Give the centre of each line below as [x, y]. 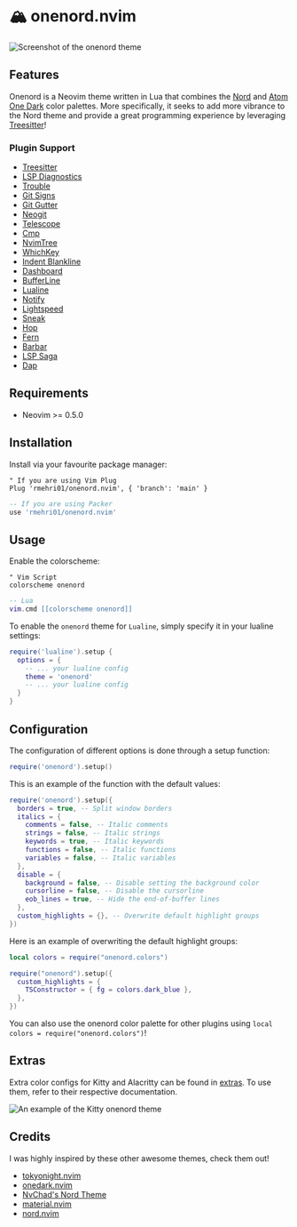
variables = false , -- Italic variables [101, 858]
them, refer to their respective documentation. [94, 1091]
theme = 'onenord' [59, 677]
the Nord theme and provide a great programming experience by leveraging [148, 115]
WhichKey [41, 253]
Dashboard [43, 271]
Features [34, 75]
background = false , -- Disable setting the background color [142, 883]
